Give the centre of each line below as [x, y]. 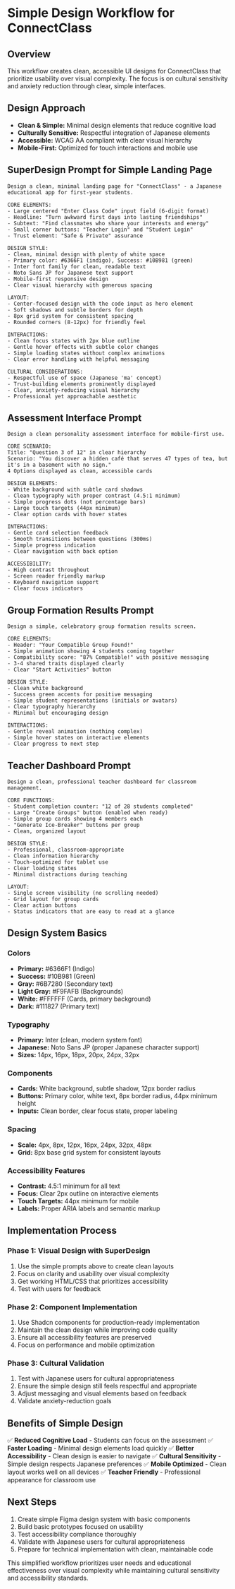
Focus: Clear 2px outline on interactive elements [88, 1193]
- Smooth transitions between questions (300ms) [80, 539]
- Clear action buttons [42, 905]
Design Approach [46, 108]
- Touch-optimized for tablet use [58, 862]
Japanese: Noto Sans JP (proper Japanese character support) [108, 1047]
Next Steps [32, 1502]
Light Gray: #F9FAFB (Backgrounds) [70, 991]
